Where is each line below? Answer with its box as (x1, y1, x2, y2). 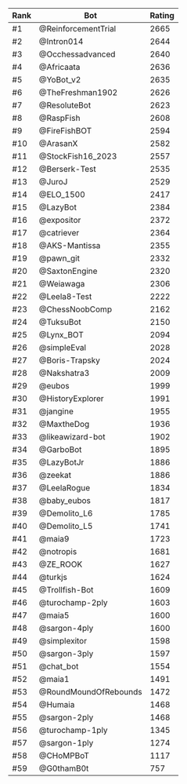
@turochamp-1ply (38, 725, 108, 735)
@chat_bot (38, 661, 79, 672)
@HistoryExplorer (38, 393, 104, 403)
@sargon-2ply (38, 712, 94, 723)
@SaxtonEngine (38, 266, 98, 276)
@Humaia (38, 699, 75, 709)
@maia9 (38, 534, 70, 544)
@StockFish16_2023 (38, 151, 117, 162)
